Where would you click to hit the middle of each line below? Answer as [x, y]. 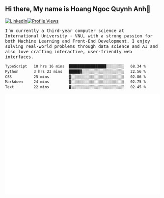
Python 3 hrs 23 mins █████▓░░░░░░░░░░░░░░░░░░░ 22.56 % [76, 71]
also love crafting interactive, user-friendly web [69, 51]
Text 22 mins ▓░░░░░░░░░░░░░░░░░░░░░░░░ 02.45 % [76, 87]
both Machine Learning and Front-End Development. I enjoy [78, 41]
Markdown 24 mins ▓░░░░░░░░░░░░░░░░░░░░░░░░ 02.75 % [76, 82]
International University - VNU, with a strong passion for [79, 36]
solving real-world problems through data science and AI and [82, 46]
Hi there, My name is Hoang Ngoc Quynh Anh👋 [78, 9]
